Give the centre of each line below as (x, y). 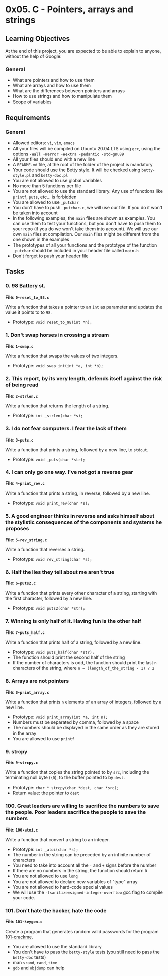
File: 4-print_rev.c (25, 483)
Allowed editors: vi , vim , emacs (44, 143)
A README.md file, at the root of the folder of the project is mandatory (82, 164)
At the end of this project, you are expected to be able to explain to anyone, (83, 51)
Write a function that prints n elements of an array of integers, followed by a (83, 702)
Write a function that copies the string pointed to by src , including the (77, 772)
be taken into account (35, 213)
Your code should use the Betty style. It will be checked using (76, 170)
